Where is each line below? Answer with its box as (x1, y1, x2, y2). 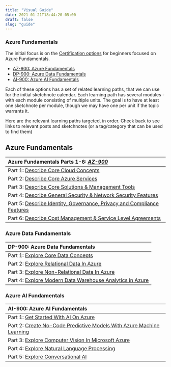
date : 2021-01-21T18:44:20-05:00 (5, 12, 76, 17)
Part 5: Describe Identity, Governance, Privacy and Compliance (8, 200, 159, 207)
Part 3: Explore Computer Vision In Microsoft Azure (8, 336, 130, 344)
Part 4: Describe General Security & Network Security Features (8, 192, 159, 199)
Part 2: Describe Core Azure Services (8, 175, 98, 182)
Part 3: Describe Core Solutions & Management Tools (8, 183, 135, 191)
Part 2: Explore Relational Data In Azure (8, 260, 102, 267)
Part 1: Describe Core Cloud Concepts (8, 167, 100, 174)
